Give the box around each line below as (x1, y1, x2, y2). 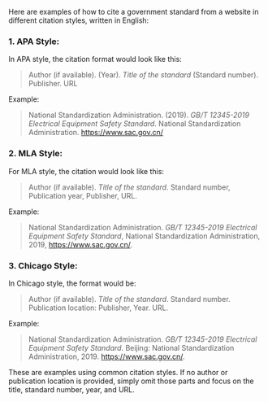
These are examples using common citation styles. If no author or (8, 367, 228, 377)
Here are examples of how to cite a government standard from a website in (8, 7, 259, 16)
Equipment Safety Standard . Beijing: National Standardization (28, 343, 235, 352)
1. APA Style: (8, 36, 60, 47)
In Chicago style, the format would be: (8, 278, 136, 288)
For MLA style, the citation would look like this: (8, 166, 165, 176)
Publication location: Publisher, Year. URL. (28, 303, 169, 312)
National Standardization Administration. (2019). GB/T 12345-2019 (28, 110, 250, 120)
